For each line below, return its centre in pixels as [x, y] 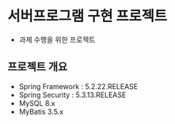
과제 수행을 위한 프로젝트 [57, 39]
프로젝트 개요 [38, 67]
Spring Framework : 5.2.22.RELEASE [78, 86]
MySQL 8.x [37, 103]
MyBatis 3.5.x [41, 111]
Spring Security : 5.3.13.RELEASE [72, 95]
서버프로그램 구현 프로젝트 [87, 16]
